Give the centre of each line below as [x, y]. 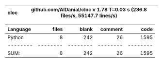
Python [16, 37]
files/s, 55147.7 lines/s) [89, 16]
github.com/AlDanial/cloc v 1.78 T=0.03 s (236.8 [89, 9]
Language [19, 29]
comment [111, 29]
